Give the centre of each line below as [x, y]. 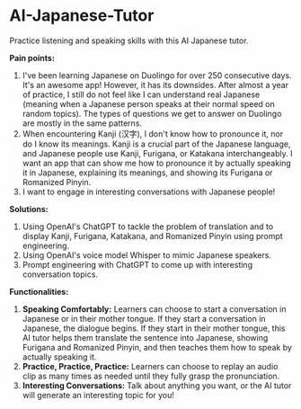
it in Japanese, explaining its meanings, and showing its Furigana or [147, 173]
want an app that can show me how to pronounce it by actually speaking [157, 163]
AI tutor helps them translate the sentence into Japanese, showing [145, 337]
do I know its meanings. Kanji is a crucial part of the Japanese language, [156, 144]
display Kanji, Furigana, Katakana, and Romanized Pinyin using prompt [152, 236]
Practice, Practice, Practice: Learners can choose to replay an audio [150, 366]
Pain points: [32, 58]
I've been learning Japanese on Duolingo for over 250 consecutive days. [157, 75]
